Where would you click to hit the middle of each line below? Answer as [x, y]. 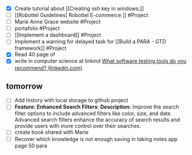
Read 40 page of [35, 55]
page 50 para [31, 146]
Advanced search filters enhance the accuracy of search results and [97, 120]
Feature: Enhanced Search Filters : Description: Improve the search [97, 107]
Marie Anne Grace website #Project [57, 22]
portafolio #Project [37, 28]
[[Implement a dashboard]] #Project [58, 35]
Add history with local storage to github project [71, 100]
